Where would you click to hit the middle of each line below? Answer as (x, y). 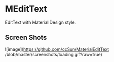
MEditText (26, 9)
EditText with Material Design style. (41, 22)
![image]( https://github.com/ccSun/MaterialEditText (57, 49)
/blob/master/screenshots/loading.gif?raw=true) (54, 54)
